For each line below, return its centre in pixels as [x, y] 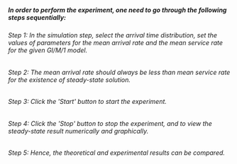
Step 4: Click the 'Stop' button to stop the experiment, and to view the [110, 123]
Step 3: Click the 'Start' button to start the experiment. [88, 102]
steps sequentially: [37, 17]
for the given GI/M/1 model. [48, 50]
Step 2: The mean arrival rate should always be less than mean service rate [119, 72]
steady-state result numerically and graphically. [78, 131]
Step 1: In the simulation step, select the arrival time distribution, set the [113, 35]
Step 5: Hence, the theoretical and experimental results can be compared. [117, 153]
